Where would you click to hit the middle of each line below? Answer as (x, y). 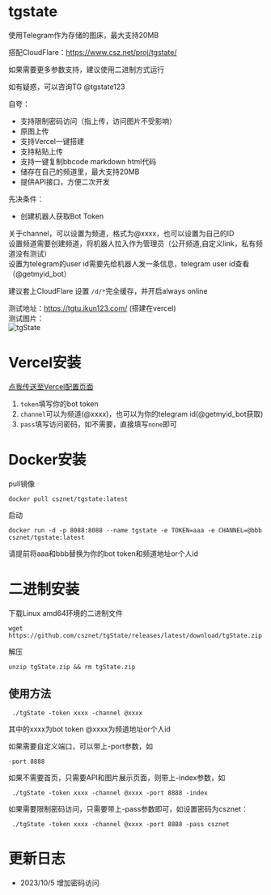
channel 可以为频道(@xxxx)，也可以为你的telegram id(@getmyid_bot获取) (142, 414)
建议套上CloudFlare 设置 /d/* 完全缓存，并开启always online (108, 291)
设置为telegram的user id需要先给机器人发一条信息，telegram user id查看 (129, 263)
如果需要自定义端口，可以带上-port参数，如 (81, 746)
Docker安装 (47, 460)
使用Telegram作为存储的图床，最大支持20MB (84, 35)
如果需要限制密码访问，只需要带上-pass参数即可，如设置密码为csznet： (128, 808)
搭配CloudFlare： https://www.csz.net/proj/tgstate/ (93, 52)
